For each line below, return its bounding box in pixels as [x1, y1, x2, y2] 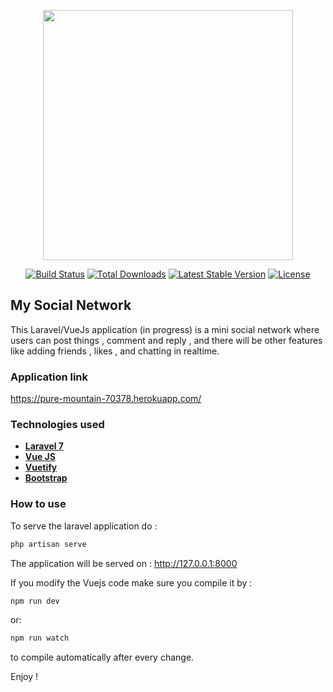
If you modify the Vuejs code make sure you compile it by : [10, 576, 253, 589]
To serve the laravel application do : [10, 520, 158, 532]
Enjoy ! [10, 671, 39, 683]
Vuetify [24, 461, 58, 474]
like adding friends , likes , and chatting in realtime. [10, 345, 220, 357]
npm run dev [10, 596, 60, 606]
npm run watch [10, 633, 70, 644]
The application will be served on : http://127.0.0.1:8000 [10, 557, 238, 569]
